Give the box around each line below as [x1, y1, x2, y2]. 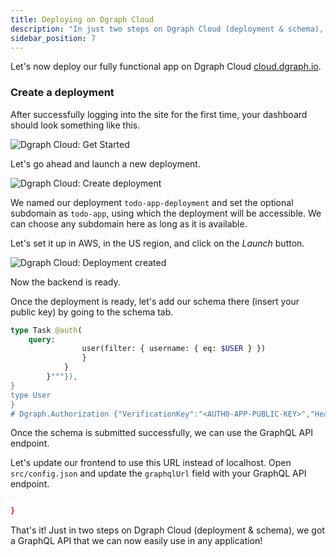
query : [28, 334, 56, 345]
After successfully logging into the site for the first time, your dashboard [10, 108, 308, 120]
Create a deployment [10, 86, 115, 100]
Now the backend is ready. [10, 276, 121, 288]
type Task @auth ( [10, 325, 83, 335]
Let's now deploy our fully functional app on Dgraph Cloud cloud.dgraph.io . [10, 61, 322, 73]
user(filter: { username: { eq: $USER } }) [81, 344, 267, 354]
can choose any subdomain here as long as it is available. [10, 217, 248, 230]
